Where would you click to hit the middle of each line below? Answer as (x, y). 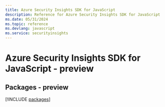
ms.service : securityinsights (37, 33)
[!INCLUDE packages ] (28, 99)
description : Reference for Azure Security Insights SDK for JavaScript (83, 15)
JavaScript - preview (50, 69)
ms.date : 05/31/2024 (27, 19)
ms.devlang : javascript (30, 29)
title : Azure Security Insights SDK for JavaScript (60, 10)
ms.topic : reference (27, 24)
